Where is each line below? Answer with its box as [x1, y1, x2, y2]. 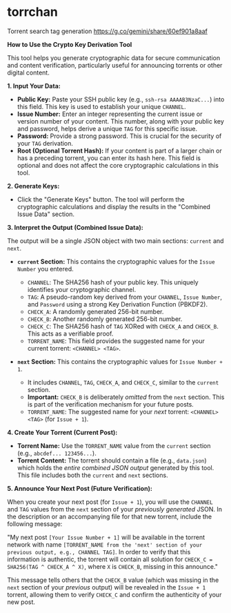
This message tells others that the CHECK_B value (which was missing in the [7, 576, 219, 584]
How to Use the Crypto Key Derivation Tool [7, 40, 132, 48]
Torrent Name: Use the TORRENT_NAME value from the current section [17, 441, 211, 449]
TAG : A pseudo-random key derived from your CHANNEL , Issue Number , [27, 293, 223, 301]
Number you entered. [17, 264, 74, 273]
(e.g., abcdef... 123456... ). [17, 449, 97, 457]
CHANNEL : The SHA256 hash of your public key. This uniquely [27, 278, 199, 286]
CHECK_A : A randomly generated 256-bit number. [27, 307, 164, 315]
